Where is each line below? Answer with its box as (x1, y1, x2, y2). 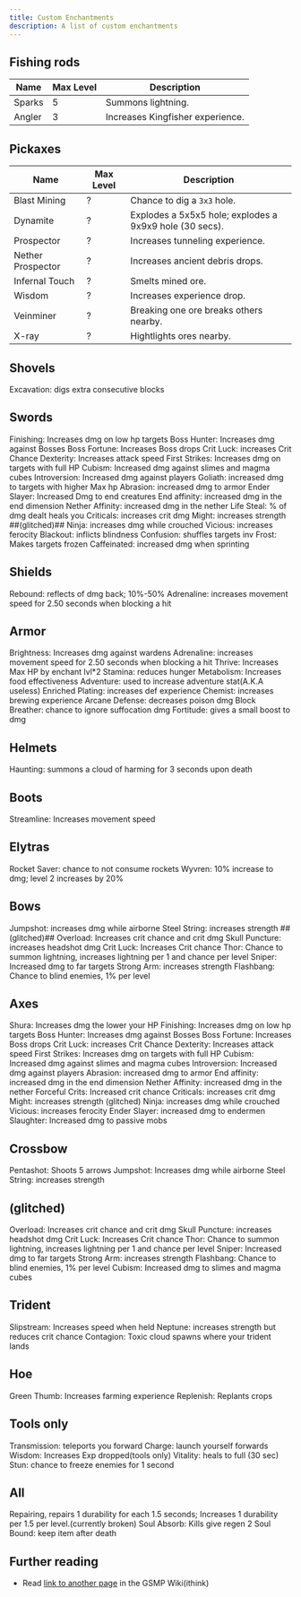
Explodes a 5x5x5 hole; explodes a (130, 209, 278, 221)
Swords (9, 410, 54, 426)
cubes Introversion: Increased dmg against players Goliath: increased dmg (9, 471, 284, 482)
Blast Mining (13, 194, 66, 207)
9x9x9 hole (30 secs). (130, 220, 224, 233)
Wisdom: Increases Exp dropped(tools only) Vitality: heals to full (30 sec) (9, 1449, 279, 1461)
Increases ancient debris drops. (130, 255, 263, 267)
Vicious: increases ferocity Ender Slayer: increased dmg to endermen (9, 1106, 266, 1117)
